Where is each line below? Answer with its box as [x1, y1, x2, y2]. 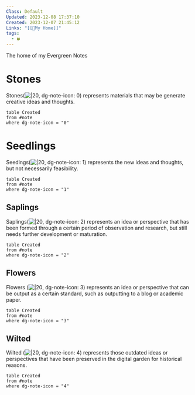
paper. [6, 296, 22, 303]
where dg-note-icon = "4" [6, 383, 69, 389]
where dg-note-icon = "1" [6, 186, 69, 193]
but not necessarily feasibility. [6, 165, 78, 172]
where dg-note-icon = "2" [6, 252, 69, 258]
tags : [6, 31, 19, 36]
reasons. [6, 362, 28, 369]
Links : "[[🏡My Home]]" [6, 25, 61, 31]
